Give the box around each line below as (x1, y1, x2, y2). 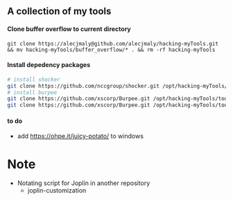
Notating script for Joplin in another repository (17, 179, 150, 187)
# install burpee (7, 89, 58, 96)
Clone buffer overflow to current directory (7, 24, 132, 33)
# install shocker (7, 76, 60, 83)
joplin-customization (27, 186, 87, 195)
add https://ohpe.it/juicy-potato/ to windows (17, 132, 144, 140)
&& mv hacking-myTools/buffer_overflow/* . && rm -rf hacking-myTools (7, 46, 216, 53)
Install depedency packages (7, 61, 91, 69)
